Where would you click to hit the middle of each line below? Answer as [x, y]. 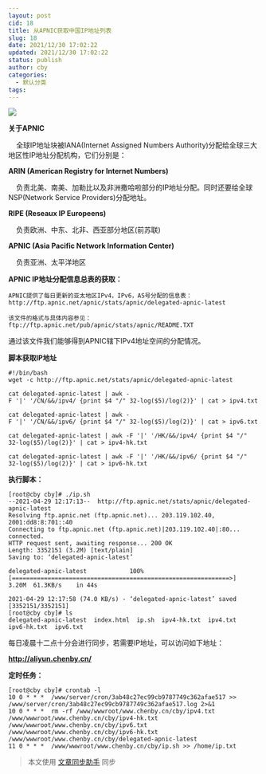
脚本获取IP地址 [33, 358]
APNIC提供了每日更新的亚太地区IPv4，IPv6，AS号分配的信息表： [100, 296]
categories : [28, 75]
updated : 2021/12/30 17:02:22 [59, 53]
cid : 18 [21, 23]
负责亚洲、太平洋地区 [51, 262]
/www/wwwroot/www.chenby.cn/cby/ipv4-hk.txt [83, 718]
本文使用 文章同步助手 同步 [72, 762]
